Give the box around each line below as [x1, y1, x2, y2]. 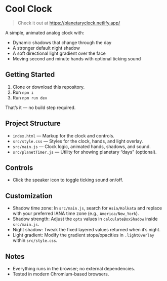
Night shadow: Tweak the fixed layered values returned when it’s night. [12, 227, 161, 233]
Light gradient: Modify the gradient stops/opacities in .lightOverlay [12, 232, 154, 238]
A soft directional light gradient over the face [12, 50, 106, 56]
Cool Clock [5, 3, 52, 15]
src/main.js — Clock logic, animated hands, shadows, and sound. [12, 143, 151, 150]
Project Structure [5, 119, 61, 128]
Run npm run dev [12, 94, 48, 100]
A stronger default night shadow [12, 45, 80, 51]
